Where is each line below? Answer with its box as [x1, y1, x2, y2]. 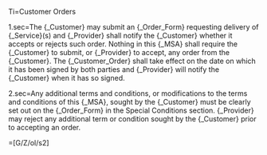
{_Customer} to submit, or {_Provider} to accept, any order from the [8, 48, 230, 57]
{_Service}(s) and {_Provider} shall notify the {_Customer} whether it [8, 31, 233, 40]
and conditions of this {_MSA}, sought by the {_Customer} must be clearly [8, 97, 251, 106]
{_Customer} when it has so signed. [8, 74, 125, 82]
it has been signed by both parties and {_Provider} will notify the [8, 65, 220, 74]
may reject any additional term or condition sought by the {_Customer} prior [8, 114, 257, 123]
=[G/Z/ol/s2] [8, 138, 49, 147]
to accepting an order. [8, 123, 81, 132]
